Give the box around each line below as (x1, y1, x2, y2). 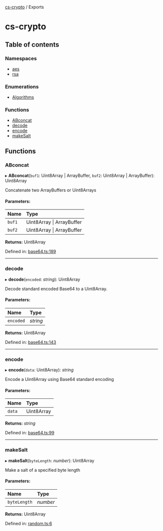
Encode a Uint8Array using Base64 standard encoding (5, 377, 114, 382)
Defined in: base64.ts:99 (5, 430, 55, 436)
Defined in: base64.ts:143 (5, 339, 57, 345)
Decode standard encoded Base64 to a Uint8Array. (5, 286, 108, 291)
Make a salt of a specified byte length (5, 467, 81, 473)
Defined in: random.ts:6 (5, 520, 52, 526)
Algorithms (12, 94, 34, 100)
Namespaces (5, 55, 37, 62)
